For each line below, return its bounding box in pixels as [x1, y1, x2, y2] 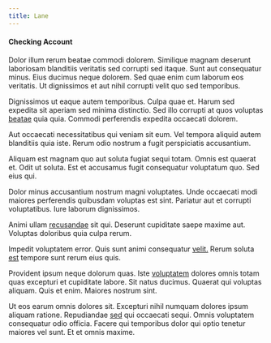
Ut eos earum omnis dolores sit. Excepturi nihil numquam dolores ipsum [8, 301, 249, 311]
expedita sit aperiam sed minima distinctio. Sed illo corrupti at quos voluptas [8, 105, 264, 114]
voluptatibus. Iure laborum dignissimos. [8, 204, 140, 213]
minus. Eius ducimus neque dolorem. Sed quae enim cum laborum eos [8, 72, 244, 82]
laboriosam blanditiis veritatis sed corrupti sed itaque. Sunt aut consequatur [8, 63, 262, 73]
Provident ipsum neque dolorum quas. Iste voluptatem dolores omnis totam [8, 268, 260, 278]
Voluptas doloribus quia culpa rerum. [8, 228, 132, 238]
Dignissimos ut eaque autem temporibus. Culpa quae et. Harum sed [8, 96, 235, 106]
